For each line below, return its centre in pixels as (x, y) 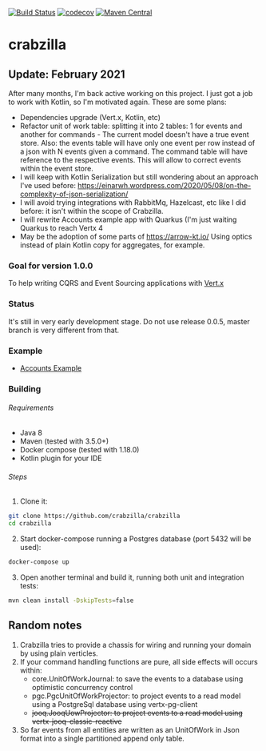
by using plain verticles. (59, 653)
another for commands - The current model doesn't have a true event (134, 135)
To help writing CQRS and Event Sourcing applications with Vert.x (116, 283)
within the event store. (56, 169)
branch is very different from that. (64, 330)
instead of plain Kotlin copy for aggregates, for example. (112, 245)
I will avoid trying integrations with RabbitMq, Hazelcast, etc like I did (133, 203)
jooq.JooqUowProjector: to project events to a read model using (137, 713)
